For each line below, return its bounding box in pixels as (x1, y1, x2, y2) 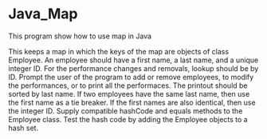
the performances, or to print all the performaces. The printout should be (8, 81, 249, 90)
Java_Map (8, 5, 78, 23)
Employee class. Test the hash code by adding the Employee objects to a (8, 114, 249, 124)
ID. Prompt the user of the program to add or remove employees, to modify (8, 72, 254, 81)
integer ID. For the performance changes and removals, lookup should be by (8, 63, 259, 73)
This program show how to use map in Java (8, 31, 152, 41)
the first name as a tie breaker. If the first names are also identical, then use (8, 97, 257, 107)
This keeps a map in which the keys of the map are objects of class (8, 46, 230, 56)
